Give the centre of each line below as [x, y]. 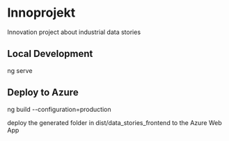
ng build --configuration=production [59, 109]
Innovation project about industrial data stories [74, 32]
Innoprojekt [41, 13]
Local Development [50, 54]
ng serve [20, 70]
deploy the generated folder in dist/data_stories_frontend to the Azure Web [115, 122]
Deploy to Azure [43, 93]
